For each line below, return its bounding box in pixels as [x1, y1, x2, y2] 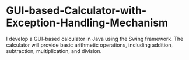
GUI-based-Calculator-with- [6, 4, 147, 17]
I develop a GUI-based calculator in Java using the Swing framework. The [6, 35, 184, 42]
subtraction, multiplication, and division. [6, 47, 102, 54]
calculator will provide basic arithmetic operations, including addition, [6, 42, 173, 48]
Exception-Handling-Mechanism [6, 16, 168, 29]
